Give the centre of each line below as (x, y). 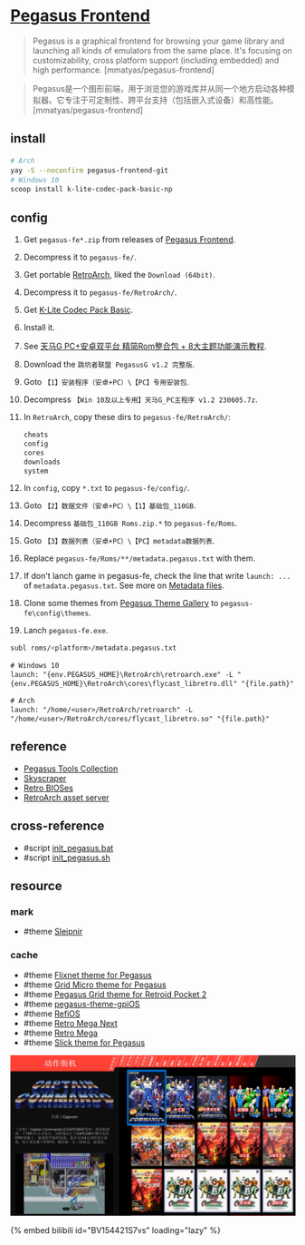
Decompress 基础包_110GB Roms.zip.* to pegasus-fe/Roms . (130, 524)
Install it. (39, 328)
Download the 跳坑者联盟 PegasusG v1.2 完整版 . (109, 365)
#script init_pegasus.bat (68, 848)
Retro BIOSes (48, 788)
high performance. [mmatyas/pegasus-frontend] (124, 70)
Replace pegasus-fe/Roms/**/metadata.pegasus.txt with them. (139, 558)
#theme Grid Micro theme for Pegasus (95, 985)
